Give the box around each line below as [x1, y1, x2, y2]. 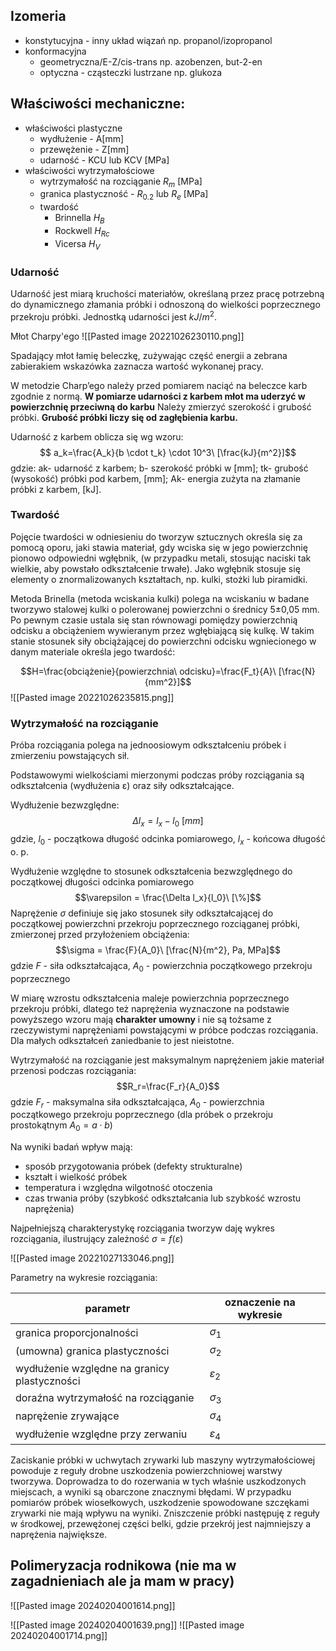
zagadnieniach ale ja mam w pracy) [10, 1573, 235, 1590]
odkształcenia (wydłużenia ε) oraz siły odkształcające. [10, 780, 235, 792]
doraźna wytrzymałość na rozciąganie [15, 1391, 195, 1405]
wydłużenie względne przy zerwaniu [15, 1427, 188, 1441]
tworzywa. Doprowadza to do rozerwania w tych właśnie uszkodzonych [10, 1475, 307, 1488]
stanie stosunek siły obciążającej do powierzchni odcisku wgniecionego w [10, 635, 317, 647]
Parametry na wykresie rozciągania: [10, 1272, 158, 1284]
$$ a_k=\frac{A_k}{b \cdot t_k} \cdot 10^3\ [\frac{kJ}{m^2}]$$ [39, 446, 297, 458]
